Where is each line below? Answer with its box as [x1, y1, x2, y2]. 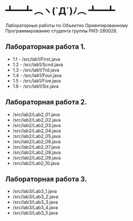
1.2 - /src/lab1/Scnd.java [12, 61, 63, 67]
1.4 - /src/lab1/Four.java [12, 72, 62, 78]
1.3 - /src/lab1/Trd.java [12, 67, 59, 73]
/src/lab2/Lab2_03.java [12, 122, 61, 128]
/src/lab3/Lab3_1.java [12, 188, 57, 195]
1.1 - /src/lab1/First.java [12, 56, 60, 62]
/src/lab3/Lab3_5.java [12, 210, 58, 216]
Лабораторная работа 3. [5, 175, 87, 183]
